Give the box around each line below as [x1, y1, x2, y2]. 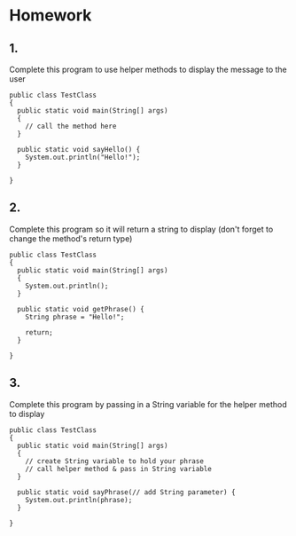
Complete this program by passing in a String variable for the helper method [9, 398, 287, 409]
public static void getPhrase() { [17, 304, 144, 313]
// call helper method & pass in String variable [25, 464, 213, 473]
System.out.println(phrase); [25, 495, 133, 504]
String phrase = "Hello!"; [25, 312, 125, 321]
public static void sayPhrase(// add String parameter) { [17, 487, 237, 497]
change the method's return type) [9, 233, 133, 244]
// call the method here [25, 122, 117, 130]
